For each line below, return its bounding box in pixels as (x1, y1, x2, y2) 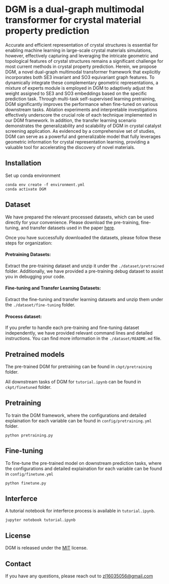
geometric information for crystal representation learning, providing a (5, 138, 150, 145)
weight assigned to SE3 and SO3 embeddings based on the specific (5, 90, 147, 96)
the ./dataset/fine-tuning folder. (5, 302, 75, 308)
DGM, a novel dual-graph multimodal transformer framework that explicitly (5, 68, 161, 75)
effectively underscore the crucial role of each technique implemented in (5, 112, 157, 118)
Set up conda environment (5, 172, 61, 178)
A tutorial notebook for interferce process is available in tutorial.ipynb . (5, 508, 155, 514)
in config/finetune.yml (5, 470, 54, 477)
